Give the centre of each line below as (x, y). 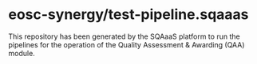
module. (22, 53)
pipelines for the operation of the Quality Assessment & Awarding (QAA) (127, 44)
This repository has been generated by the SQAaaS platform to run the (125, 36)
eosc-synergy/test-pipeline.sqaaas (128, 15)
